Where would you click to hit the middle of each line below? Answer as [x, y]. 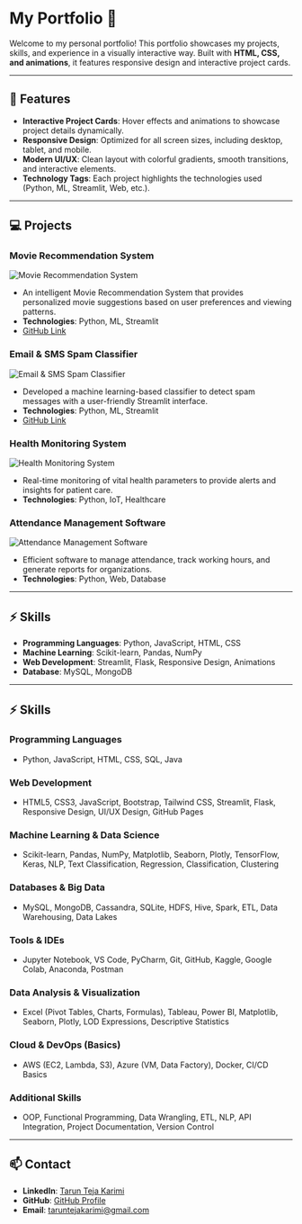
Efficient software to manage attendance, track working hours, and [146, 560]
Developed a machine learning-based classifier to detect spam [139, 391]
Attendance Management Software [88, 523]
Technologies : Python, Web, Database [94, 579]
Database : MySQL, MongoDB [77, 672]
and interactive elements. [69, 168]
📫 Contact [40, 1165]
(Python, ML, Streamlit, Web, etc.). [86, 187]
